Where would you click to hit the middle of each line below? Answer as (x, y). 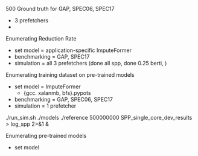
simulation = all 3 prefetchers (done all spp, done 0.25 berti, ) (91, 63)
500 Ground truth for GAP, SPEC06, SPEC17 (60, 9)
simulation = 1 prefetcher (45, 106)
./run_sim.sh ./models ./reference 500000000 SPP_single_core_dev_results (99, 118)
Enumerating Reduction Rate (41, 38)
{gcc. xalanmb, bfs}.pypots (57, 93)
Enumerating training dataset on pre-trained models (70, 75)
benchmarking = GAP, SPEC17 (52, 57)
